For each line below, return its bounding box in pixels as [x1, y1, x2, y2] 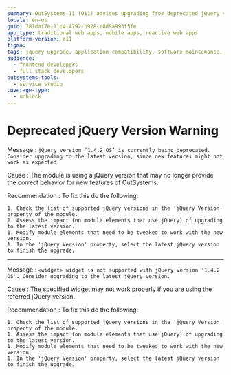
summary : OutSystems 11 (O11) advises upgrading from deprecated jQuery [7, 10, 220, 17]
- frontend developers [13, 61, 78, 68]
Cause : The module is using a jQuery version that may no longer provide [7, 171, 214, 179]
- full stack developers [13, 67, 85, 74]
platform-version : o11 [7, 36, 72, 43]
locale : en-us [7, 17, 48, 23]
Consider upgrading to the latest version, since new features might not [7, 153, 223, 160]
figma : [7, 42, 26, 49]
